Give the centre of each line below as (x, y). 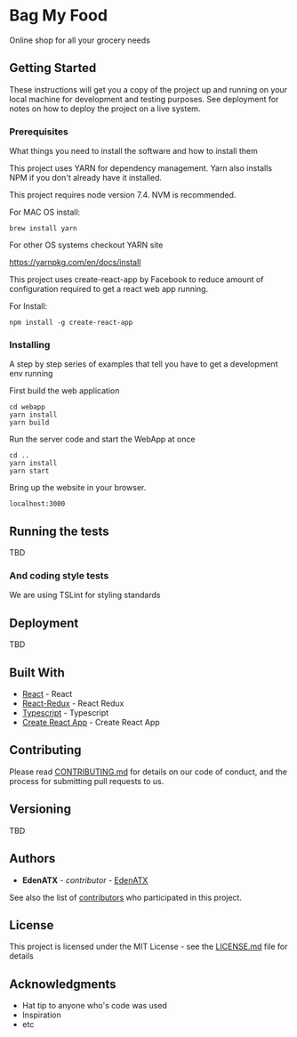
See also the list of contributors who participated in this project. (126, 897)
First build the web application (64, 391)
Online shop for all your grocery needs (80, 40)
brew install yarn (43, 229)
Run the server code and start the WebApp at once (102, 439)
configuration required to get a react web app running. (109, 289)
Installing (30, 344)
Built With (37, 672)
